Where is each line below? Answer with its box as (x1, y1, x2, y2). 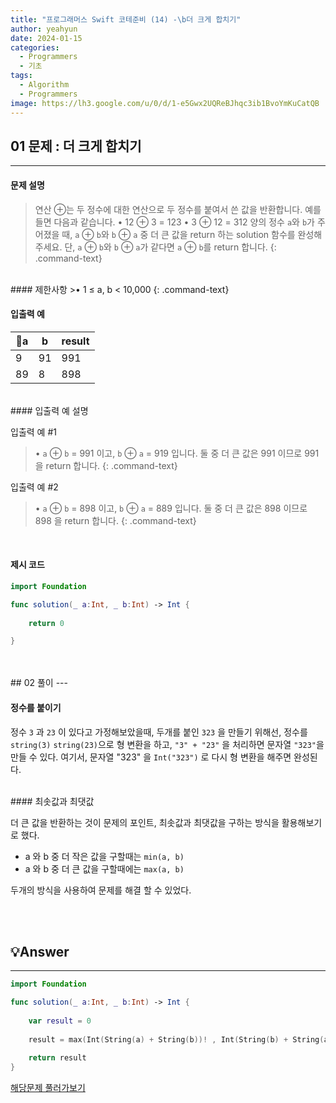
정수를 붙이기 (10, 701, 62, 713)
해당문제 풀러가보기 (10, 1082, 86, 1094)
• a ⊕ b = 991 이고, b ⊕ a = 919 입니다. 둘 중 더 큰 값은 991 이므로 (34, 447, 303, 459)
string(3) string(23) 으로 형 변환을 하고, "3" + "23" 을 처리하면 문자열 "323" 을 (10, 738, 325, 750)
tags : (10, 71, 33, 81)
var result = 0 (28, 1016, 92, 1026)
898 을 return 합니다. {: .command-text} (34, 514, 197, 526)
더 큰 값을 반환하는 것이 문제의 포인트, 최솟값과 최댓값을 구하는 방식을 (10, 816, 280, 828)
